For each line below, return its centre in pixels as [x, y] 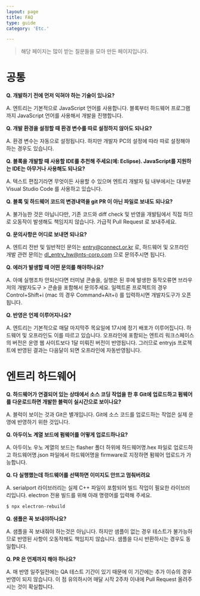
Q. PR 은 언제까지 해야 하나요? [41, 559]
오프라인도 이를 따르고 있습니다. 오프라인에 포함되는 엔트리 [96, 335]
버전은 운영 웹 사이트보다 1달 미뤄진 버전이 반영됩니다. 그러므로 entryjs [94, 343]
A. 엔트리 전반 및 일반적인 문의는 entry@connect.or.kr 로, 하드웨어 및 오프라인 [98, 247]
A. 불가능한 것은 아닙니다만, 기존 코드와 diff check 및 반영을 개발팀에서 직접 [94, 214]
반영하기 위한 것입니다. [44, 422]
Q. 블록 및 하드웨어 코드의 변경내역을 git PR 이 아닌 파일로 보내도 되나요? [90, 201]
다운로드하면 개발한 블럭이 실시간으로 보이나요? [67, 402]
